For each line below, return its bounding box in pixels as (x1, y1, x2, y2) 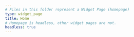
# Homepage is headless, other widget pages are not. (5, 20, 117, 25)
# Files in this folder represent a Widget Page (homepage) (5, 7, 130, 12)
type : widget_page (5, 12, 42, 16)
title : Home (5, 16, 29, 21)
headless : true (5, 25, 36, 30)
